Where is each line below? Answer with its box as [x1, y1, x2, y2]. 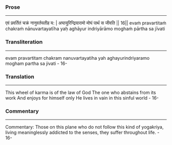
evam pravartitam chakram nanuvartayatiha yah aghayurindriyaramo [5, 55, 150, 61]
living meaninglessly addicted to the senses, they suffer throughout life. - [5, 129, 160, 136]
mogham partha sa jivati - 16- [5, 60, 68, 66]
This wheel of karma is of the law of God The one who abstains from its [5, 89, 156, 95]
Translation [5, 73, 34, 80]
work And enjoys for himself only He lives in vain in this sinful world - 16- [5, 94, 159, 101]
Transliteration [5, 38, 43, 45]
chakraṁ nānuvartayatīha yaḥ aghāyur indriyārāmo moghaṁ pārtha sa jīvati [5, 26, 165, 32]
